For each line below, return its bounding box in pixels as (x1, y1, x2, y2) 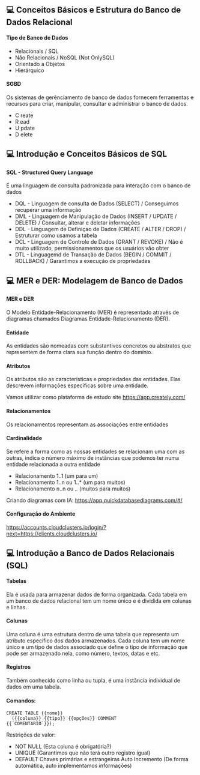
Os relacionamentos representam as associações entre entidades (6, 421, 169, 428)
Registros (6, 663, 31, 671)
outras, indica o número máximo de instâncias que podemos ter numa (6, 454, 179, 461)
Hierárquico (14, 67, 44, 74)
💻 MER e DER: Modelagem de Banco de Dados (6, 276, 183, 286)
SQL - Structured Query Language (6, 169, 93, 176)
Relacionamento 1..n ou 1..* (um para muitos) (14, 478, 126, 486)
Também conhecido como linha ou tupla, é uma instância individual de (6, 677, 180, 684)
